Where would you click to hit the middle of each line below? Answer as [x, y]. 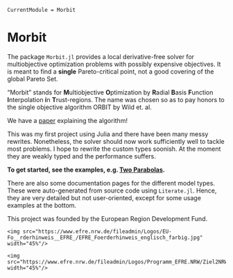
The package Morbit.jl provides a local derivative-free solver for [101, 56]
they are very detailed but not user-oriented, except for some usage [104, 197]
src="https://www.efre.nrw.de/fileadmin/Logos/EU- [97, 231]
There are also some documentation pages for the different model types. [111, 183]
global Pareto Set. [33, 79]
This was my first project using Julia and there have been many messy [108, 134]
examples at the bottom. [42, 205]
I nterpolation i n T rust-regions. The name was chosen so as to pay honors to [116, 99]
